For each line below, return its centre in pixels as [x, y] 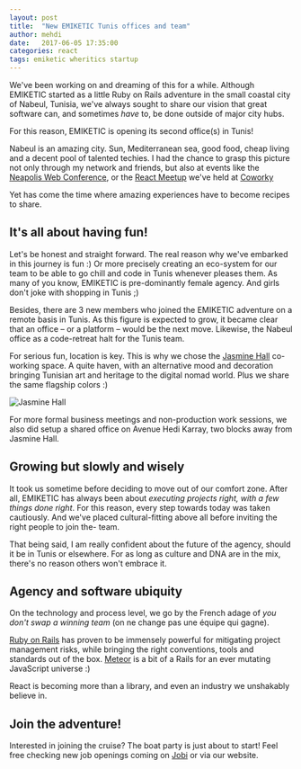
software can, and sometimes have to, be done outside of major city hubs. [147, 114]
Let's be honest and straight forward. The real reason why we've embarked [149, 254]
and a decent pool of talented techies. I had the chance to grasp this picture [150, 158]
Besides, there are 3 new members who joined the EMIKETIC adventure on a [151, 309]
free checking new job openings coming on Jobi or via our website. [134, 756]
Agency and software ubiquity [96, 591]
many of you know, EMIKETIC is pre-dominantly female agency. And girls [145, 282]
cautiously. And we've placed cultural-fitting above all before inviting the [143, 517]
